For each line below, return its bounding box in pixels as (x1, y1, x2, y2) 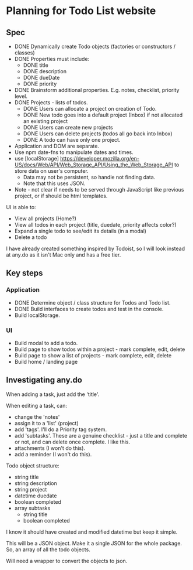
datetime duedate (14, 492, 57, 499)
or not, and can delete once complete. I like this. (14, 438, 131, 445)
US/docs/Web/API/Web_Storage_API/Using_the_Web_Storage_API (14, 161, 173, 168)
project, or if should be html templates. (14, 192, 108, 199)
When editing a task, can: (6, 402, 67, 409)
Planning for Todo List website (6, 4, 156, 18)
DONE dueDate (23, 74, 60, 81)
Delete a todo (14, 234, 47, 241)
